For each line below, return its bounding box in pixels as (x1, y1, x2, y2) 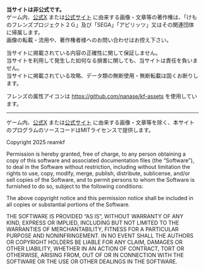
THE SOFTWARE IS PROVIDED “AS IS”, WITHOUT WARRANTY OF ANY (6, 213, 184, 220)
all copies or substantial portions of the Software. (6, 201, 130, 208)
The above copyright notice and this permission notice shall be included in (6, 195, 193, 201)
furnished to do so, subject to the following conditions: (6, 182, 143, 190)
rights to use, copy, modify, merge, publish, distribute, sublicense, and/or (6, 170, 190, 177)
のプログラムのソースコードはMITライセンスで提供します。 (6, 126, 154, 133)
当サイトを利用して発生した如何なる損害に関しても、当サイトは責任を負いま (6, 57, 198, 64)
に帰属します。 (6, 29, 44, 36)
